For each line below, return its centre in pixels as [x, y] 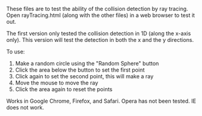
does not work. [25, 107]
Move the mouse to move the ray [57, 83]
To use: [16, 52]
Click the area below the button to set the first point [80, 70]
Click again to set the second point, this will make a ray [84, 76]
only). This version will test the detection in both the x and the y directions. [100, 40]
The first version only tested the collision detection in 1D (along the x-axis [99, 33]
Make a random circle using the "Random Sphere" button [87, 63]
